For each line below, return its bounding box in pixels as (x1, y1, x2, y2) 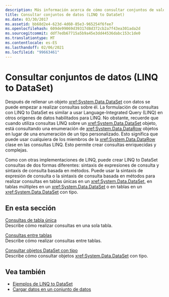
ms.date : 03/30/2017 (5, 17, 49, 22)
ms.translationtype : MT (5, 36, 55, 41)
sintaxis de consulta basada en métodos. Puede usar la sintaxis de (5, 168, 143, 174)
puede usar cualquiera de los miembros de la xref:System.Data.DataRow (5, 136, 156, 142)
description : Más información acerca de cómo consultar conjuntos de (5, 7, 154, 13)
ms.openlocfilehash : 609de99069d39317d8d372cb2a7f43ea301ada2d (5, 26, 141, 31)
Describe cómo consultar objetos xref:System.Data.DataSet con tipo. (5, 253, 148, 259)
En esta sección (5, 204, 56, 212)
